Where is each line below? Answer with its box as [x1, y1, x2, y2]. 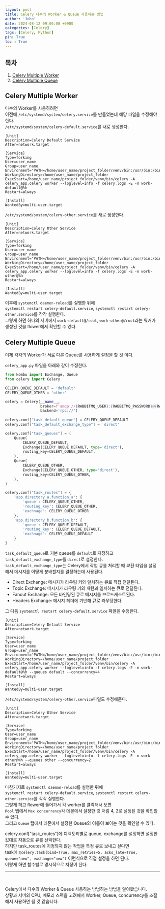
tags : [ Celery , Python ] [5, 30, 54, 35]
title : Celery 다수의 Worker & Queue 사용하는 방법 [5, 12, 104, 17]
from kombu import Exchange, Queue [5, 372, 78, 377]
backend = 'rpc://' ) [40, 408, 78, 413]
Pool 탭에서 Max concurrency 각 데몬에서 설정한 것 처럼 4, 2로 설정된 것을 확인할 [5, 808, 158, 813]
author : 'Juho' [5, 16, 36, 21]
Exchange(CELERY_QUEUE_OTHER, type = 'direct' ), [23, 468, 120, 472]
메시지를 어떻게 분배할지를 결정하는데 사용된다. [14, 569, 104, 574]
